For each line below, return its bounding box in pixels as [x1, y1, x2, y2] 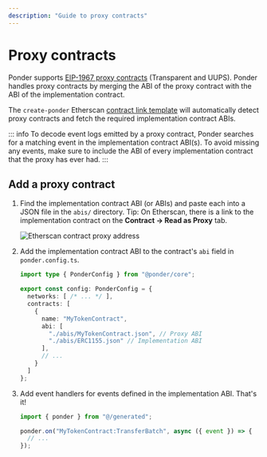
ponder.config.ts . [19, 255, 80, 264]
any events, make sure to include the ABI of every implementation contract [8, 145, 253, 156]
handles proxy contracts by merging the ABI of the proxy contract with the [8, 81, 253, 90]
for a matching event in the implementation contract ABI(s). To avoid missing [8, 137, 260, 147]
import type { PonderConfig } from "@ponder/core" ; [19, 271, 195, 279]
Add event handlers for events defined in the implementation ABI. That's [19, 388, 257, 398]
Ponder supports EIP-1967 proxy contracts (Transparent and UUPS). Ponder [8, 73, 257, 82]
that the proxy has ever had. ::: [8, 154, 109, 164]
